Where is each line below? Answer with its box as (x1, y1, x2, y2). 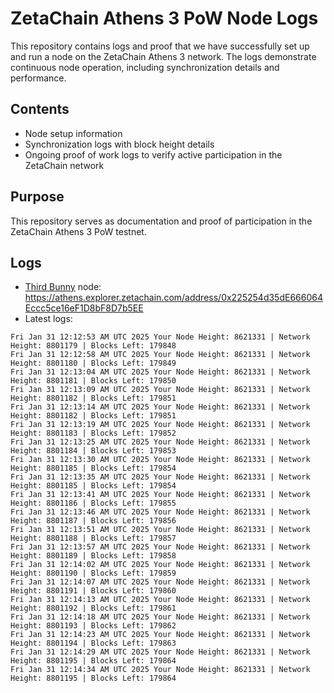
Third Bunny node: (24, 281, 102, 293)
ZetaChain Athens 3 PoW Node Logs (10, 7, 319, 30)
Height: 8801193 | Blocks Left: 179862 (10, 621, 177, 631)
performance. (10, 72, 67, 84)
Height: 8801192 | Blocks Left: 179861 (10, 603, 177, 614)
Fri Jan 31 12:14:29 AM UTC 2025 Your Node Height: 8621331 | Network (10, 647, 311, 657)
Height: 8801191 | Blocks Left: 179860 (10, 586, 177, 596)
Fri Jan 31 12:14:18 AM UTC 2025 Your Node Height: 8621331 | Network (10, 612, 311, 622)
